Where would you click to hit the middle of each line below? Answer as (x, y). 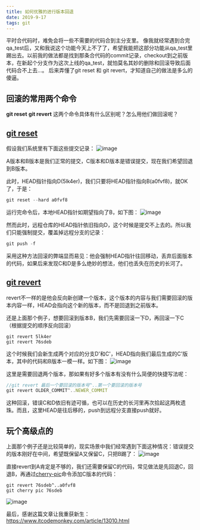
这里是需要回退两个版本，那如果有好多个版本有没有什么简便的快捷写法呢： (97, 373)
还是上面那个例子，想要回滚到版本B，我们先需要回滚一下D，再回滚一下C (95, 318)
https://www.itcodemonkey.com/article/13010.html (68, 521)
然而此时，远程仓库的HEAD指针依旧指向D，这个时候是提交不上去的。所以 (96, 225)
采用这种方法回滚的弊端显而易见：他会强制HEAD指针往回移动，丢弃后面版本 (99, 256)
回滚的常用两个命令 (41, 98)
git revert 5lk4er (29, 336)
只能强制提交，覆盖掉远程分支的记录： (58, 232)
